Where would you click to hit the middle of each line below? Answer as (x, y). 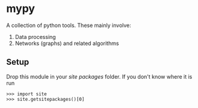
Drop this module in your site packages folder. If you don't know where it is (99, 76)
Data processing (35, 37)
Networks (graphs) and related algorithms (67, 43)
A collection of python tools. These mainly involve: (69, 25)
